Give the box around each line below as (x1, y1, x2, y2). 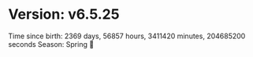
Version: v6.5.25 (8, 5, 120, 23)
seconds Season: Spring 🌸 (8, 39, 95, 48)
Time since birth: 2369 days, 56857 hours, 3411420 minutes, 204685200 (8, 31, 246, 41)
